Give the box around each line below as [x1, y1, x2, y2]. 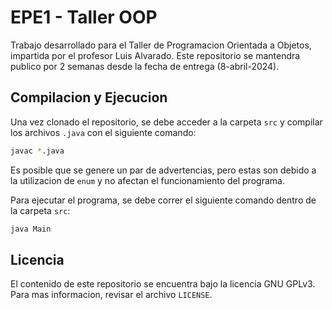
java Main [10, 224, 52, 234]
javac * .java [10, 146, 65, 156]
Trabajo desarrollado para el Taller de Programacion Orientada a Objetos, [10, 39, 312, 51]
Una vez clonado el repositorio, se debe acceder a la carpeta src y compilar [10, 116, 323, 128]
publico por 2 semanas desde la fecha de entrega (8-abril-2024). [10, 60, 280, 72]
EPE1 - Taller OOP [10, 6, 158, 29]
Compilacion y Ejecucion [10, 89, 168, 106]
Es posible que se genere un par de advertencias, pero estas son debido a [10, 164, 317, 176]
